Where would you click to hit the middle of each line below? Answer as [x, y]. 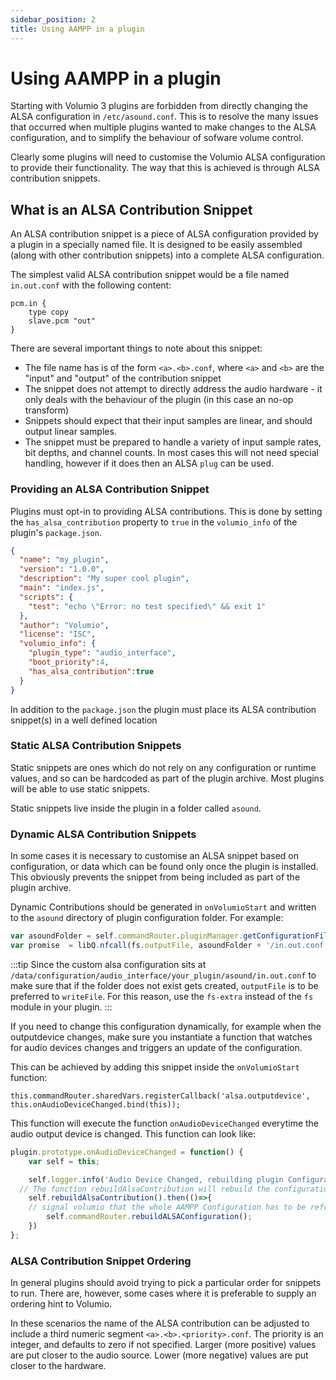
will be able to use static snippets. [80, 788]
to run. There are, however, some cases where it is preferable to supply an [163, 1293]
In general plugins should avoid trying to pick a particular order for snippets [166, 1283]
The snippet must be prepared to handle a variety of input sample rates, [173, 442]
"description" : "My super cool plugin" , [104, 579]
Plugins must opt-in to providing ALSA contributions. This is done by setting [166, 511]
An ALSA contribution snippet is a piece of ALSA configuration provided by [164, 234]
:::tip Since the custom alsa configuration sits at [108, 964]
